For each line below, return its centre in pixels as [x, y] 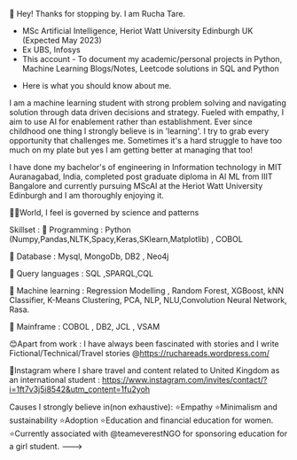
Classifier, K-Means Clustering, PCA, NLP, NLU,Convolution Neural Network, [148, 300]
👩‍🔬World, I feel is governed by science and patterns [104, 212]
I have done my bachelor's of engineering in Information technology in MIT [145, 167]
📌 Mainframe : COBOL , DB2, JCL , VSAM [85, 327]
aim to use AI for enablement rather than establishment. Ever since [131, 121]
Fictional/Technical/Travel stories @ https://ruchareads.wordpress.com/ [140, 353]
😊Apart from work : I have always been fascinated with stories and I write [144, 344]
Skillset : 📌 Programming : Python [70, 230]
